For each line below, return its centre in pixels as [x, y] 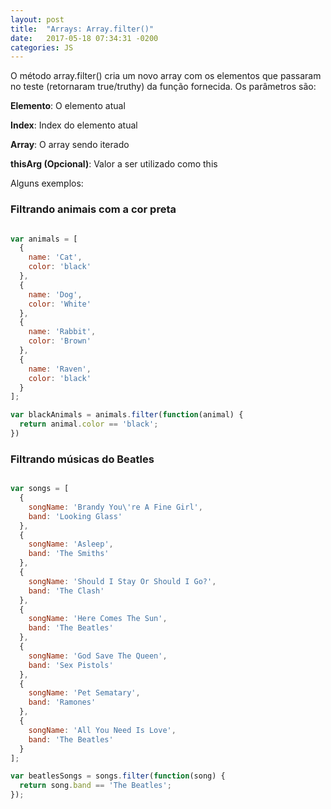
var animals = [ [44, 239]
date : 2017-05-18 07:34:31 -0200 [84, 38]
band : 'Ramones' [62, 702]
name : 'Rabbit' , [62, 332]
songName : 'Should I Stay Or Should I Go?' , [122, 581]
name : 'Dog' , [55, 294]
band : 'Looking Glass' [75, 516]
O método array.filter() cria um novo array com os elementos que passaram [166, 76]
